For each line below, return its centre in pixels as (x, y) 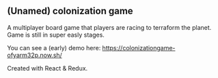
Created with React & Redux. (47, 68)
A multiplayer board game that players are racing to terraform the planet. (109, 27)
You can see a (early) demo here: (54, 47)
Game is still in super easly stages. (56, 35)
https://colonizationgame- (139, 47)
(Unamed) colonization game (70, 11)
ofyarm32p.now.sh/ (35, 55)
